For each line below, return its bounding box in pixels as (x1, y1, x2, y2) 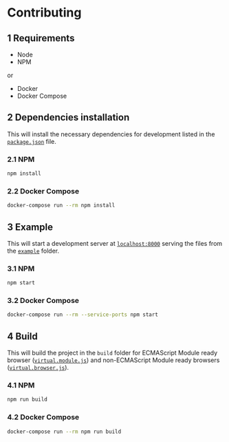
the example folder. (7, 246, 60, 255)
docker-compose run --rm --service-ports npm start (7, 311, 158, 318)
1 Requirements (7, 32, 75, 44)
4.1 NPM (7, 381, 35, 390)
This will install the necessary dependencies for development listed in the (7, 129, 215, 138)
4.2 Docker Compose (7, 412, 80, 422)
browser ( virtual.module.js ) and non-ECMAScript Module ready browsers (7, 356, 220, 364)
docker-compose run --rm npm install (7, 202, 116, 209)
